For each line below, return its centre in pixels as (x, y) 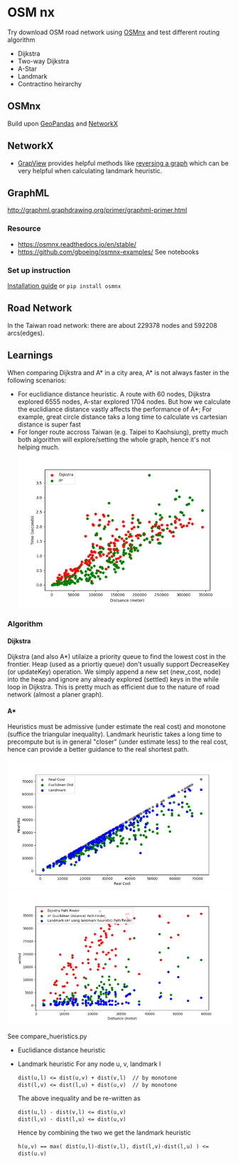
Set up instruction (39, 270)
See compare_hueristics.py (47, 1036)
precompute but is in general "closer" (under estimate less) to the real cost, (118, 742)
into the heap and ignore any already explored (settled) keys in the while (113, 680)
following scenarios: (37, 380)
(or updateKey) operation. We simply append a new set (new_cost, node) (114, 672)
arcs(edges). (26, 333)
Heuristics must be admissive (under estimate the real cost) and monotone (117, 727)
